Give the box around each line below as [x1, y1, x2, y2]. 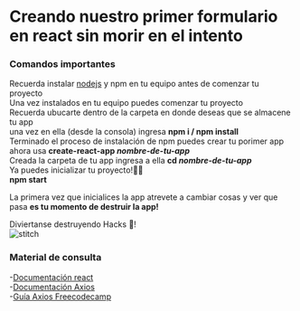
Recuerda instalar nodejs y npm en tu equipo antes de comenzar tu [9, 79, 259, 90]
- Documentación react [9, 271, 94, 282]
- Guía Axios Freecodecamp [9, 291, 111, 302]
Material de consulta [9, 251, 102, 264]
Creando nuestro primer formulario [9, 6, 278, 27]
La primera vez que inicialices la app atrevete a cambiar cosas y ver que [9, 192, 278, 203]
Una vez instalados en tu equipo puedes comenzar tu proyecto [9, 98, 244, 108]
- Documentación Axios [9, 281, 95, 292]
